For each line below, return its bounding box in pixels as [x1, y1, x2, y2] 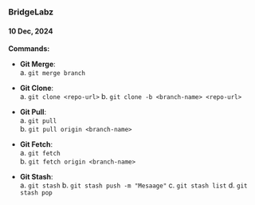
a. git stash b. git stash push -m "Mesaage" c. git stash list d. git [19, 180, 248, 190]
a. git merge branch [19, 68, 86, 77]
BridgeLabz [8, 6, 54, 18]
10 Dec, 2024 [8, 26, 53, 36]
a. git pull [19, 116, 57, 125]
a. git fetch [19, 148, 61, 158]
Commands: [8, 44, 50, 53]
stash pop [19, 189, 53, 197]
